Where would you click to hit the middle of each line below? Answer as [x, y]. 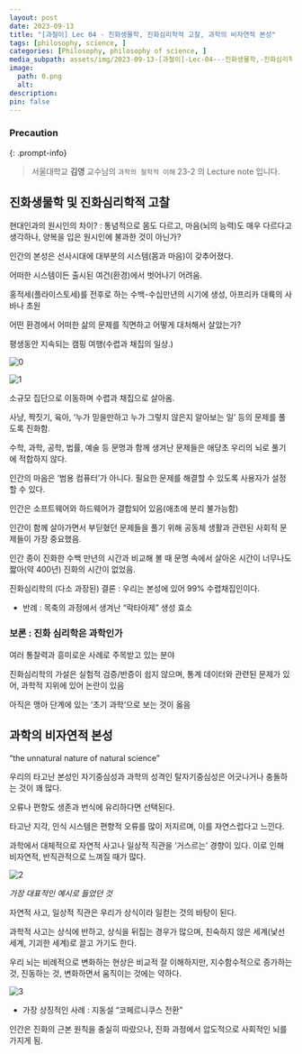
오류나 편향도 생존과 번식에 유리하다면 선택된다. [92, 807]
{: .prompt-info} [38, 152]
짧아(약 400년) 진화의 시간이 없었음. [73, 570]
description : [34, 93]
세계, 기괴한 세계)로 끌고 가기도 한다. [73, 942]
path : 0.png [40, 77]
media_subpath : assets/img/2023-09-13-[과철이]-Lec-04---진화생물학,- [137, 60]
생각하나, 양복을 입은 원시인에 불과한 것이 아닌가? [95, 237]
